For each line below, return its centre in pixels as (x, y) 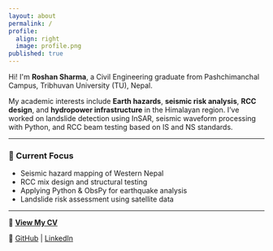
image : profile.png (49, 46)
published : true (36, 54)
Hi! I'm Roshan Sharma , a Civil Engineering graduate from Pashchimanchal (134, 77)
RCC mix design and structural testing (84, 182)
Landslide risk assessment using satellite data (97, 199)
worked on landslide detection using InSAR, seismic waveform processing (132, 118)
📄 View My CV (33, 223)
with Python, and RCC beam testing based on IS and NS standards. (121, 127)
